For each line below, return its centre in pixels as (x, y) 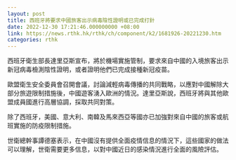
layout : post (26, 14)
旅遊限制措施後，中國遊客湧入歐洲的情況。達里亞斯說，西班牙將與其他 (121, 93)
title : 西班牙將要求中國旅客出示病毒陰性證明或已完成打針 (81, 20)
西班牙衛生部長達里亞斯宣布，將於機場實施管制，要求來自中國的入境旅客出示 (118, 61)
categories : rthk (33, 40)
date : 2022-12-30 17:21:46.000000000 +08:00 (73, 27)
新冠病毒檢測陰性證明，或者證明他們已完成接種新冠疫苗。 (90, 69)
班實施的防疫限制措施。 (41, 126)
